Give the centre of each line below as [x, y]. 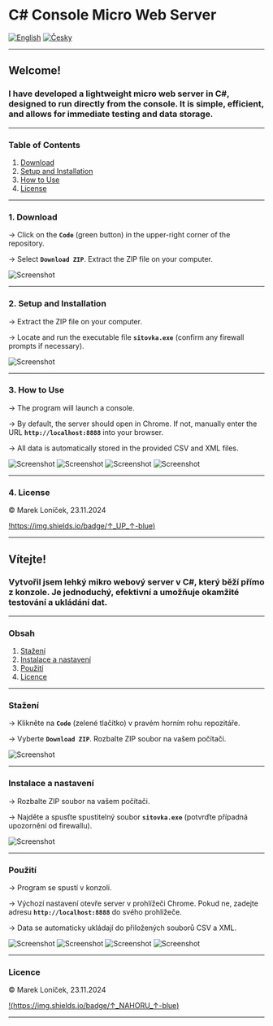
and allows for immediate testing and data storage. [111, 114]
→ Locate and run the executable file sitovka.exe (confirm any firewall [126, 337]
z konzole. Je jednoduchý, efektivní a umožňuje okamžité [124, 593]
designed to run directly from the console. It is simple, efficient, [136, 104]
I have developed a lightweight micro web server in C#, [119, 93]
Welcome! [35, 71]
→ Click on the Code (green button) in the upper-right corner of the [119, 235]
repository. [26, 243]
